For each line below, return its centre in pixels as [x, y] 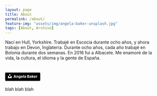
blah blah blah [19, 89]
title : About [18, 14]
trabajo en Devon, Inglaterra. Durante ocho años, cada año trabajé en [75, 48]
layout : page [18, 10]
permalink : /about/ [25, 19]
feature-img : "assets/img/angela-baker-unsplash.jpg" [62, 24]
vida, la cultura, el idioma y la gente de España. [53, 58]
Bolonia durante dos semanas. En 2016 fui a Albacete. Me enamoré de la [79, 53]
